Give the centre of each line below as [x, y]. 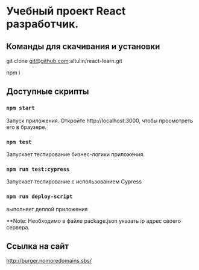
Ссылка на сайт [38, 246]
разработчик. [43, 24]
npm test [19, 142]
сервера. [18, 227]
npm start [21, 108]
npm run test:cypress [38, 169]
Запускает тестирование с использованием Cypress [74, 182]
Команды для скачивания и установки [83, 46]
